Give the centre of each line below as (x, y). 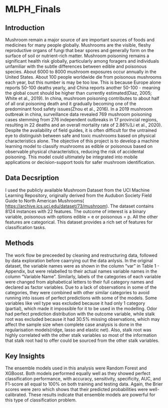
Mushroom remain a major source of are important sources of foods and (80, 40)
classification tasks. (26, 227)
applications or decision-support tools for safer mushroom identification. (80, 162)
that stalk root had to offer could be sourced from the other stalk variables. (82, 340)
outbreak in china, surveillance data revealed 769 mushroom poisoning (78, 114)
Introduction (25, 28)
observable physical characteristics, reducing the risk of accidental (75, 152)
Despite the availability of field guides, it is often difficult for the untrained (81, 130)
